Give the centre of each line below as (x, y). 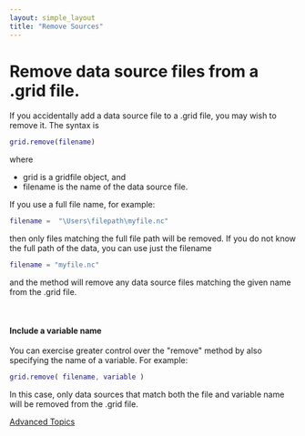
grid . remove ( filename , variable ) (77, 377)
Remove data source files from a (134, 71)
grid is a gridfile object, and (74, 177)
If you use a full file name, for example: (82, 205)
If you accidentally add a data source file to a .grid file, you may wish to (143, 116)
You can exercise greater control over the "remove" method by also (136, 350)
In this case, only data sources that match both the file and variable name (147, 395)
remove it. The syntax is (55, 126)
